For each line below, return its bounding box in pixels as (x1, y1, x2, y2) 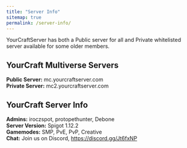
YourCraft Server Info (6, 99, 88, 110)
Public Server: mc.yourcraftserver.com (6, 76, 103, 83)
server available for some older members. (6, 43, 110, 50)
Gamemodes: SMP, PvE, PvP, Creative (6, 128, 102, 135)
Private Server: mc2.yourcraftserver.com (6, 82, 109, 90)
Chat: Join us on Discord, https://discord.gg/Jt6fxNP (6, 135, 137, 141)
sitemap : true (6, 14, 42, 20)
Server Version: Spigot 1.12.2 (6, 122, 79, 129)
